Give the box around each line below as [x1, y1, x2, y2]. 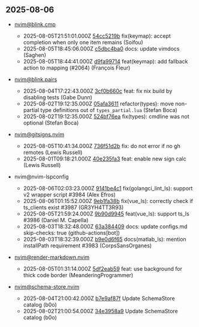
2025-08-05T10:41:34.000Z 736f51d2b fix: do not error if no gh [23, 142, 180, 149]
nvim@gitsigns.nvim [14, 131, 64, 138]
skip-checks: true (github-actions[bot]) [23, 229, 120, 236]
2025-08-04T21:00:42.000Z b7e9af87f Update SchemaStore [23, 295, 175, 302]
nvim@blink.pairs [14, 75, 58, 83]
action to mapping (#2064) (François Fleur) [23, 64, 131, 71]
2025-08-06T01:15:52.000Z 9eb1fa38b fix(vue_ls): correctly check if [23, 197, 193, 204]
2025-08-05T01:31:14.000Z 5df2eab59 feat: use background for [23, 265, 182, 272]
